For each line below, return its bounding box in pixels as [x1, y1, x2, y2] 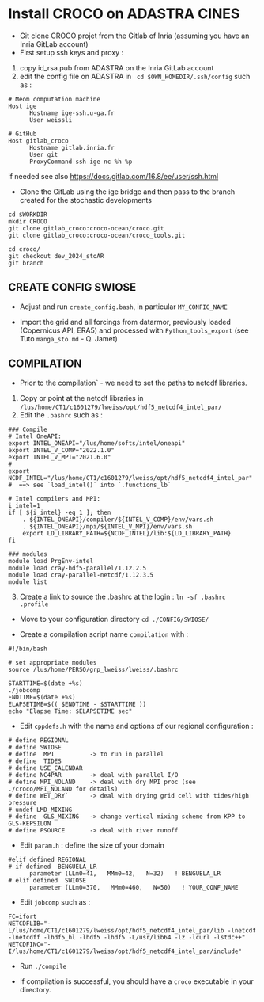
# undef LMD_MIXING [8, 806, 73, 813]
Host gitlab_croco [8, 136, 69, 145]
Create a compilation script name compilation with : [19, 629, 189, 638]
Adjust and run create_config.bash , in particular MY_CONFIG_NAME [19, 302, 228, 311]
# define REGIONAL [8, 736, 69, 745]
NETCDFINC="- [8, 940, 51, 948]
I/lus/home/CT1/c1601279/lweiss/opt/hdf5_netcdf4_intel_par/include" [8, 947, 243, 955]
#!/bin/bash [8, 645, 47, 653]
